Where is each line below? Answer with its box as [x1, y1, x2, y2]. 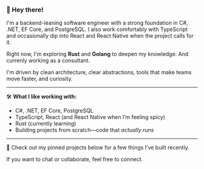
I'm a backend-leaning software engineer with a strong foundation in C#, [6, 19, 188, 27]
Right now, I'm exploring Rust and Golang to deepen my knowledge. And [6, 50, 189, 58]
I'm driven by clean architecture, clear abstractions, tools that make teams [6, 69, 192, 76]
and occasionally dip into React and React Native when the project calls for [6, 32, 194, 40]
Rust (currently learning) [15, 120, 76, 127]
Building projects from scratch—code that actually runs [15, 126, 154, 134]
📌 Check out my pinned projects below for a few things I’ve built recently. [6, 144, 189, 151]
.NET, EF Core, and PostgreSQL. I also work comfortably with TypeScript [6, 26, 188, 33]
